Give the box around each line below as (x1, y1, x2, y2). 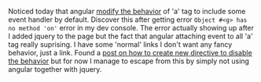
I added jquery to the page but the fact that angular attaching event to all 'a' (8, 31, 253, 41)
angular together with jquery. (8, 65, 102, 73)
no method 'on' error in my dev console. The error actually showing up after (8, 23, 254, 32)
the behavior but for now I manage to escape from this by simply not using (8, 56, 250, 66)
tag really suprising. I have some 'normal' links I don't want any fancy (8, 40, 233, 49)
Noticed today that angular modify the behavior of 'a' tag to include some (8, 7, 246, 16)
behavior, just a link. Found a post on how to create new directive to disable (8, 48, 253, 57)
